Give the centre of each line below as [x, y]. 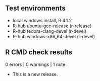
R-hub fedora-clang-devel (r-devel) [49, 31]
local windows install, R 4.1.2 [42, 20]
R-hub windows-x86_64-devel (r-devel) [54, 36]
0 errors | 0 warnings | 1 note [35, 64]
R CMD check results [39, 52]
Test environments [35, 8]
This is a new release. [35, 74]
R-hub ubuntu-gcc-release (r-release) [52, 26]
